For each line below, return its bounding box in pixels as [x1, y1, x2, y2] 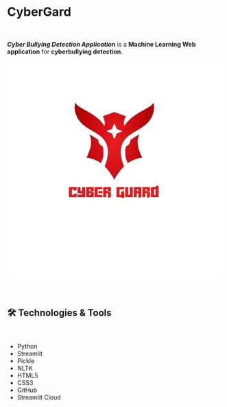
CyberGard [7, 4, 72, 20]
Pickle [16, 356, 35, 364]
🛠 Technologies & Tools [7, 307, 112, 319]
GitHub [16, 386, 38, 394]
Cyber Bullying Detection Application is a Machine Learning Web [7, 40, 196, 48]
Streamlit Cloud [16, 393, 61, 402]
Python [16, 342, 38, 350]
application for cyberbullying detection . [7, 47, 123, 56]
